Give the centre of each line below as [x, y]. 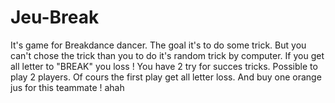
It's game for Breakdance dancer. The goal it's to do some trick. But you [158, 45]
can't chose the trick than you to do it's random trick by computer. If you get [167, 55]
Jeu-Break [55, 17]
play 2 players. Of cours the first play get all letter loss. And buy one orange [166, 77]
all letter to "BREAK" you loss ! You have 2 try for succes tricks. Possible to [164, 66]
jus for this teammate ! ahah [67, 87]
